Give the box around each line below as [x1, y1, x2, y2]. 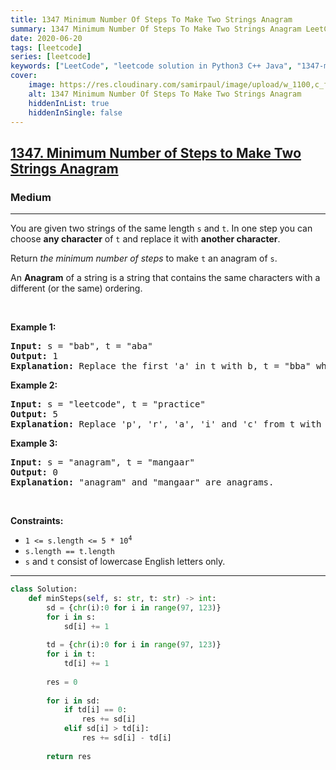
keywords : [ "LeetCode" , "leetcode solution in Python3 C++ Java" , [10, 61, 293, 71]
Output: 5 [10, 409, 58, 420]
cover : [10, 71, 38, 81]
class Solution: [10, 584, 78, 595]
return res [46, 751, 92, 761]
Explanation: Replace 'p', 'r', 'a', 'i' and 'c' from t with [10, 419, 322, 430]
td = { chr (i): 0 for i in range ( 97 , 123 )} [46, 640, 222, 650]
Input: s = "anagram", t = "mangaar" [10, 457, 196, 468]
